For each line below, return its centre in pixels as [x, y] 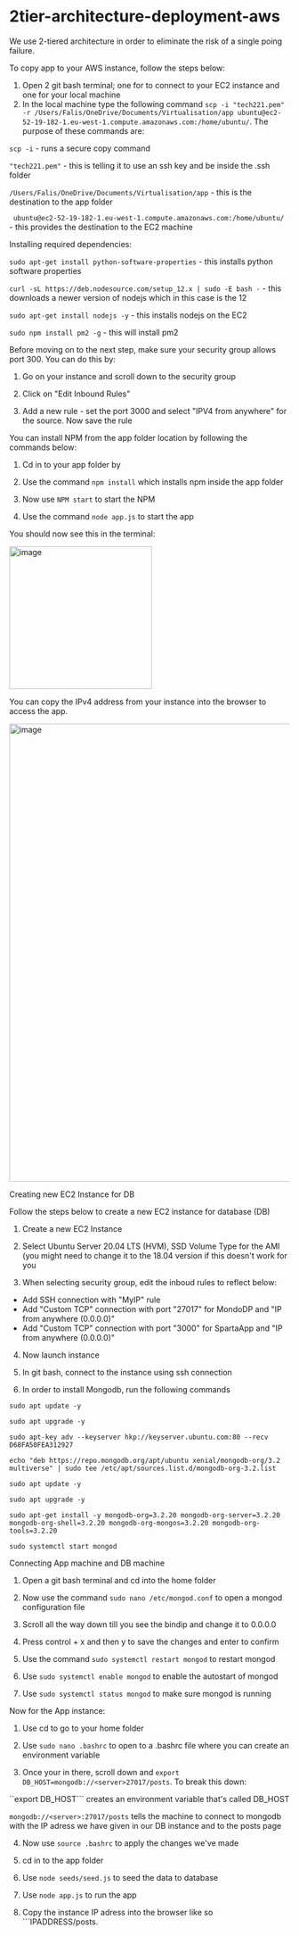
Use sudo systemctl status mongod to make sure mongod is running [146, 1693]
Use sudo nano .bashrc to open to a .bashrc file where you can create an [155, 1745]
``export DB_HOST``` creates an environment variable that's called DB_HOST [149, 1799]
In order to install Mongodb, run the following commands [126, 1389]
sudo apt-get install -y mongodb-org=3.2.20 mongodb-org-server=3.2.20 [145, 1515]
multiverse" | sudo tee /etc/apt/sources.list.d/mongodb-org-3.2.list [143, 1468]
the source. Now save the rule [77, 420]
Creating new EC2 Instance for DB [72, 1194]
